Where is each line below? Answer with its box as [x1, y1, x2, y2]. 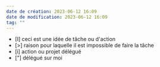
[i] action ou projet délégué [14, 48, 81, 55]
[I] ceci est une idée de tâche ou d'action [14, 36, 116, 43]
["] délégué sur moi [14, 54, 62, 62]
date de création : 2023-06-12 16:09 [6, 8, 97, 15]
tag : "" [6, 19, 26, 25]
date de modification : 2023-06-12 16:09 [6, 14, 108, 20]
